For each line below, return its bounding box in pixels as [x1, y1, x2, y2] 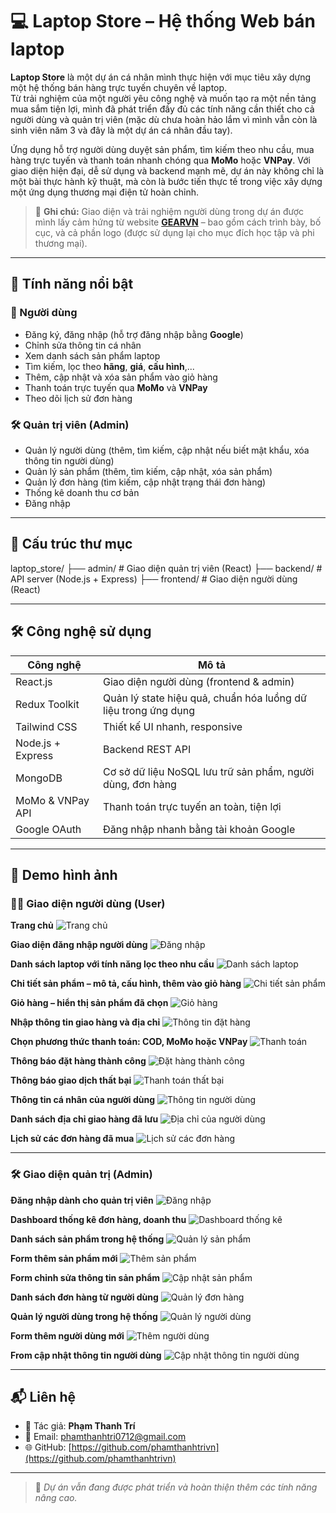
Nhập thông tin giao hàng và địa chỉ [10, 1016, 161, 1028]
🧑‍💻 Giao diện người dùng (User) [10, 896, 166, 910]
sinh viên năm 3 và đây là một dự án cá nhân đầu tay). [10, 124, 233, 136]
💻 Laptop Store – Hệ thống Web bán [10, 10, 316, 33]
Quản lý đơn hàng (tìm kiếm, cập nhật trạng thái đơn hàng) [24, 476, 267, 488]
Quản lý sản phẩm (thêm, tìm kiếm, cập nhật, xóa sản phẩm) [24, 465, 273, 477]
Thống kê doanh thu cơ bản [24, 486, 140, 498]
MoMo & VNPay [15, 793, 90, 807]
